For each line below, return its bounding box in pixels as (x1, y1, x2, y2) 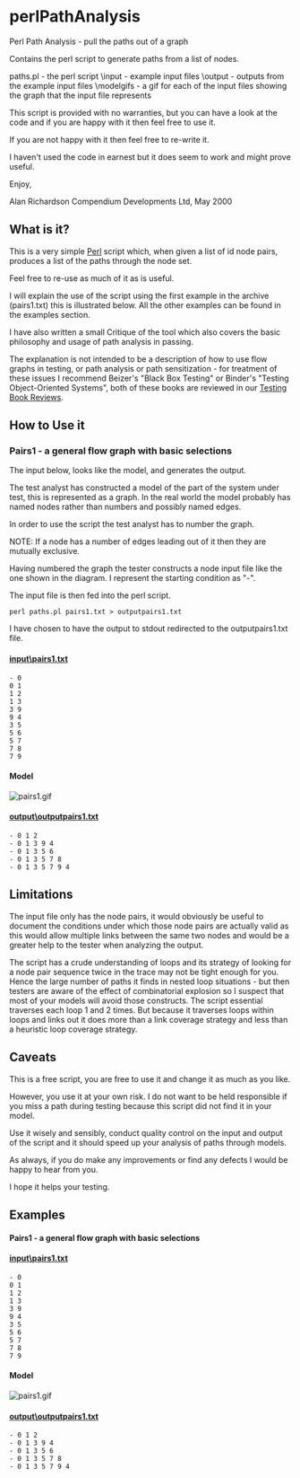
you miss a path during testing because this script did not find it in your (9, 1100, 272, 1111)
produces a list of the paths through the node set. (9, 255, 193, 266)
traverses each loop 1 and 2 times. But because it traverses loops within (9, 1004, 275, 1016)
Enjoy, (9, 178, 32, 189)
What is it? (9, 222, 70, 237)
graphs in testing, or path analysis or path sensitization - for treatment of (9, 363, 278, 374)
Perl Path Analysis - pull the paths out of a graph (9, 36, 189, 47)
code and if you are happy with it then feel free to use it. (9, 117, 217, 128)
